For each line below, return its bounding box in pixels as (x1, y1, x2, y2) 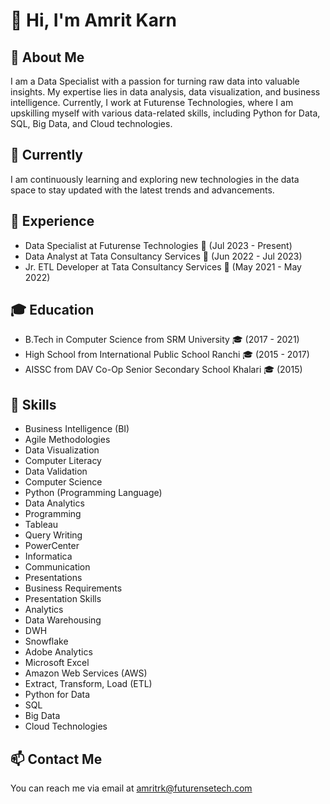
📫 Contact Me (10, 750, 103, 768)
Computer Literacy (24, 455, 102, 467)
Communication (24, 561, 91, 573)
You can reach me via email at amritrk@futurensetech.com (10, 782, 253, 794)
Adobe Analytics (24, 646, 93, 658)
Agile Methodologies (24, 434, 111, 446)
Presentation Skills (24, 593, 102, 605)
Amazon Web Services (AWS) (24, 667, 148, 679)
